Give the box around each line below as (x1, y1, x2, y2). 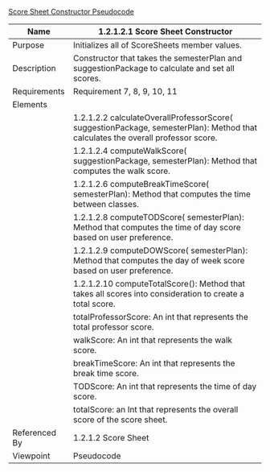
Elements (12, 99, 48, 110)
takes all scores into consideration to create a (73, 288, 245, 299)
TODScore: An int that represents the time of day (73, 381, 257, 391)
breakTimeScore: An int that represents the (73, 358, 235, 369)
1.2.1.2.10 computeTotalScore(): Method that (73, 278, 246, 289)
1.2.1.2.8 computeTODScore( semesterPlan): (73, 212, 245, 222)
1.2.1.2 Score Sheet (73, 433, 149, 443)
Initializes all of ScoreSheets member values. (73, 39, 243, 51)
